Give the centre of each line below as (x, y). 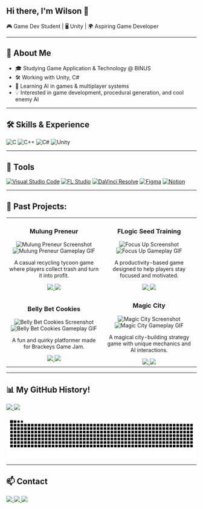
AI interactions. (149, 350)
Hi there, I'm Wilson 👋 (48, 11)
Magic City (149, 305)
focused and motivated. (149, 276)
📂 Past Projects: (37, 206)
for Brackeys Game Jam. (54, 347)
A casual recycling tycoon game (54, 263)
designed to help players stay (149, 269)
